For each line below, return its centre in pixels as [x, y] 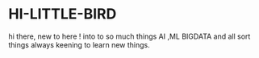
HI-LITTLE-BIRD [63, 14]
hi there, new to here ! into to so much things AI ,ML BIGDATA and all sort [129, 36]
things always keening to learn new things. [79, 44]
